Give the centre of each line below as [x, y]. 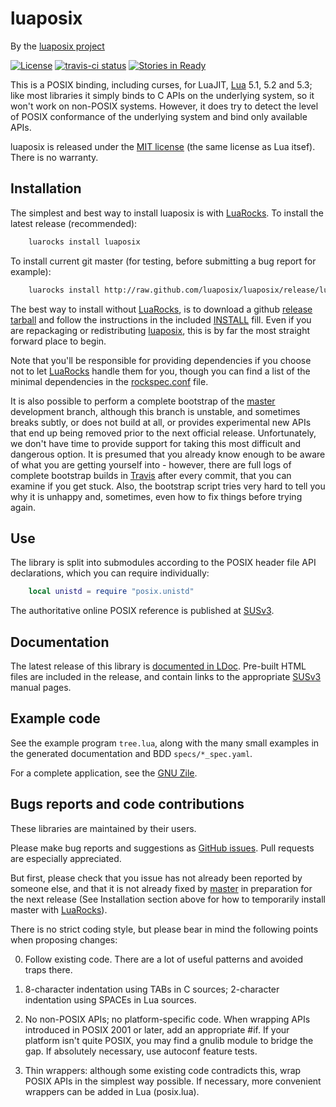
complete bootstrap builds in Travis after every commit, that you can [151, 475]
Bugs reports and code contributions [127, 804]
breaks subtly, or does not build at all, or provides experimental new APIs [161, 422]
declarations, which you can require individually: [110, 573]
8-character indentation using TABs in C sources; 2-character [152, 989]
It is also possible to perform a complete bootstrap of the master [143, 401]
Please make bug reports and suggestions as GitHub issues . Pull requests [162, 848]
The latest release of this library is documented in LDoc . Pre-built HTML [158, 666]
